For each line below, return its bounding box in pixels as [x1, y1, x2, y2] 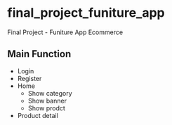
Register [17, 74, 42, 82]
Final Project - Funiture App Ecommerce [7, 28, 124, 36]
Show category [27, 89, 72, 97]
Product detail [17, 111, 58, 119]
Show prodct [27, 103, 65, 112]
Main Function [7, 48, 72, 60]
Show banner [27, 96, 67, 105]
